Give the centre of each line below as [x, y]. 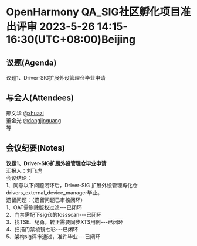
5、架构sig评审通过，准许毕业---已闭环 [53, 236]
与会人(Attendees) [40, 98]
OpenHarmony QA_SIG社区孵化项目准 [98, 12]
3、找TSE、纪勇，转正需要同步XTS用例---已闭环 [65, 222]
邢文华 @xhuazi [25, 113]
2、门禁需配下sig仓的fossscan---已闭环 [54, 214]
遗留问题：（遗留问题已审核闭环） [46, 200]
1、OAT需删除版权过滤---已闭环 [44, 207]
